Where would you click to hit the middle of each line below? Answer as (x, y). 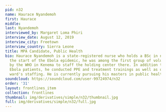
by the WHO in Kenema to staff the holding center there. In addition (84, 65)
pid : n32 (14, 10)
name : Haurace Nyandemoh (31, 14)
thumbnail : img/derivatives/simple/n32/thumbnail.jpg (62, 97)
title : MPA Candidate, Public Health (44, 51)
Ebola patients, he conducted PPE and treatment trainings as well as (84, 70)
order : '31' (17, 83)
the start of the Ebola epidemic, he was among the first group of (81, 60)
